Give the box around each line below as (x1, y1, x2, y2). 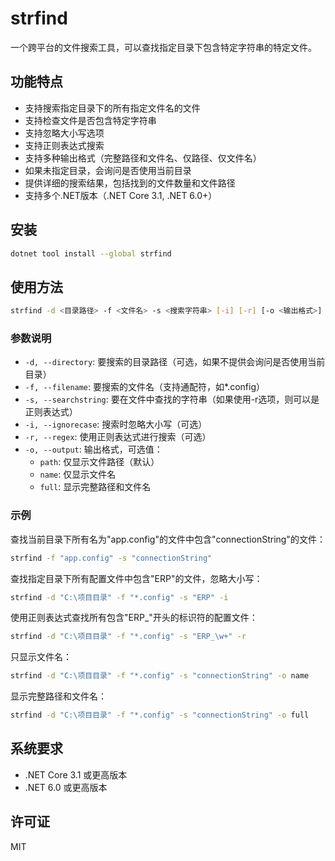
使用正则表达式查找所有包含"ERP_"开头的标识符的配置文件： (10, 612, 258, 624)
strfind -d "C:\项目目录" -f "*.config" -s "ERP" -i (10, 592, 229, 602)
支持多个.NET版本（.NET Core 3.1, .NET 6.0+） (24, 189, 218, 201)
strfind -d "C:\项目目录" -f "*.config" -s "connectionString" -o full (10, 710, 310, 721)
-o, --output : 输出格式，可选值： (24, 443, 163, 456)
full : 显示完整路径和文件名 (39, 481, 152, 493)
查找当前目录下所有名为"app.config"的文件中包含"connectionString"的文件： (10, 533, 326, 545)
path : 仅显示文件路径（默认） (39, 456, 160, 468)
